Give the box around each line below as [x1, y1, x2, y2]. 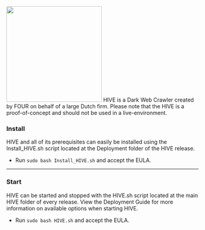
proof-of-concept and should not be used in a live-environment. [6, 109, 168, 116]
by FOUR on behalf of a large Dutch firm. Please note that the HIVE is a [6, 103, 185, 109]
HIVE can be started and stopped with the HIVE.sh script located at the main [6, 191, 198, 199]
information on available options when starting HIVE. [6, 204, 138, 212]
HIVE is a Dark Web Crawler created [103, 96, 194, 103]
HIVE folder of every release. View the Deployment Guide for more [6, 198, 174, 206]
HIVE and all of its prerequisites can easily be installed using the [6, 138, 167, 146]
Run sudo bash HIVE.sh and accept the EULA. [15, 217, 130, 224]
